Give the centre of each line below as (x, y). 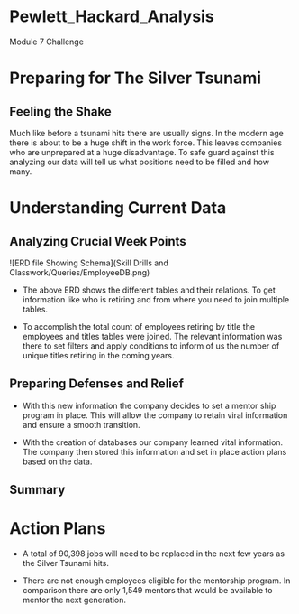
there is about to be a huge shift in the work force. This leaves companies (145, 143)
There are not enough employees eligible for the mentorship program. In (156, 581)
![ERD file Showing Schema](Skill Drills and (89, 263)
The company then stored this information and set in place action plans (154, 451)
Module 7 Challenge (46, 42)
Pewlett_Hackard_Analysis (112, 17)
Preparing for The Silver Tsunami (136, 78)
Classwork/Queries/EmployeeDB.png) (80, 272)
